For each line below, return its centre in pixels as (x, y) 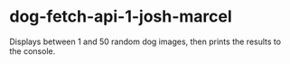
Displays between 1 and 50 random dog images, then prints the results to (145, 41)
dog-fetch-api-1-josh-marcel (121, 17)
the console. (33, 50)
